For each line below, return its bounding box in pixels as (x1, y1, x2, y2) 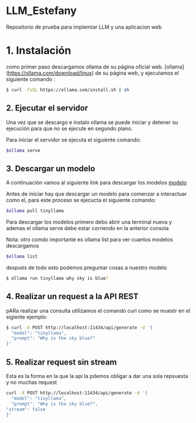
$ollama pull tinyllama (6, 208, 64, 214)
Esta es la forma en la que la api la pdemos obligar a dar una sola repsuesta (6, 373, 188, 379)
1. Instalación (6, 44, 71, 57)
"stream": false (6, 406, 46, 412)
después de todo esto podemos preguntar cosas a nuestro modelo (6, 264, 167, 271)
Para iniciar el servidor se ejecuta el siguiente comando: (6, 136, 142, 143)
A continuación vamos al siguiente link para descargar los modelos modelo (6, 179, 187, 186)
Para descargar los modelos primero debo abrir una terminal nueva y (6, 219, 173, 226)
